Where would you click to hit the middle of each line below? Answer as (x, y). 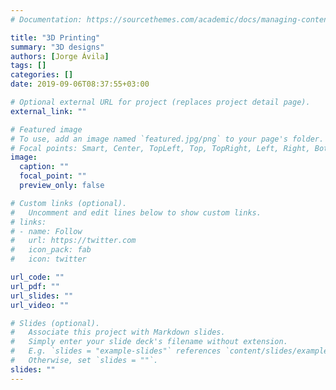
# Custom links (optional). (69, 203)
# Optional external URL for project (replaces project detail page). (160, 102)
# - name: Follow (46, 231)
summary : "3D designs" (57, 47)
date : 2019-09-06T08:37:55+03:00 (80, 84)
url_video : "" (40, 305)
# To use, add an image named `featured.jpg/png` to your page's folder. (167, 139)
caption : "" (44, 167)
